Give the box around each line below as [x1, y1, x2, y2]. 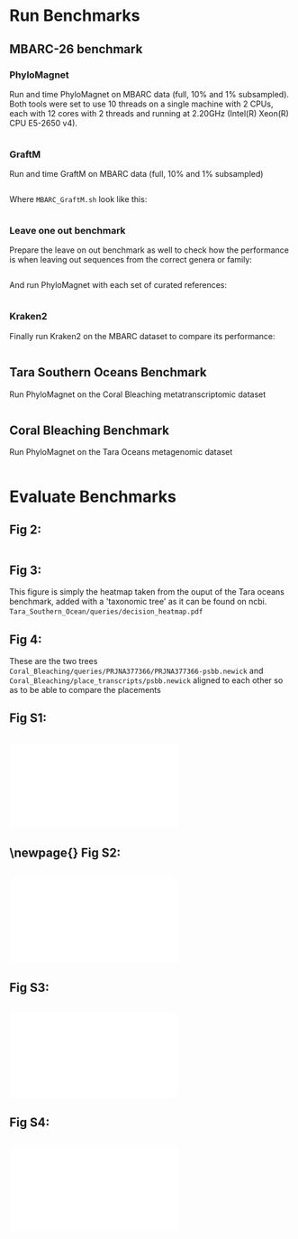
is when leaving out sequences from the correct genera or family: [9, 254, 252, 265]
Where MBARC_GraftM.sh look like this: [9, 194, 148, 205]
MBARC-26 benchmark [9, 42, 143, 57]
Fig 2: [9, 522, 42, 537]
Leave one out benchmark [9, 225, 126, 237]
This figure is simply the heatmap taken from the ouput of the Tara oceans [9, 587, 285, 597]
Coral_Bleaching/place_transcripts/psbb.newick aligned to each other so [9, 675, 284, 686]
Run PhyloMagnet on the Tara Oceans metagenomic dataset [9, 447, 233, 458]
